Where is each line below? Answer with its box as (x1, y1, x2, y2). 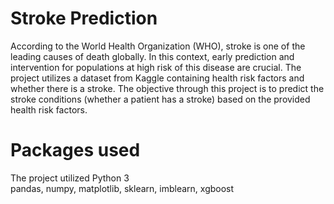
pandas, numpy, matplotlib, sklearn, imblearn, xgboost (10, 182, 235, 194)
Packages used (10, 139, 141, 162)
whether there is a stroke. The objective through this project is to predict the (10, 82, 325, 94)
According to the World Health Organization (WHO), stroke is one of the (10, 40, 306, 52)
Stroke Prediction (10, 7, 158, 30)
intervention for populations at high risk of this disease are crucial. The (10, 61, 302, 73)
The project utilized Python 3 (10, 172, 130, 184)
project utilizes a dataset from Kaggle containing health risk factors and (10, 72, 305, 84)
